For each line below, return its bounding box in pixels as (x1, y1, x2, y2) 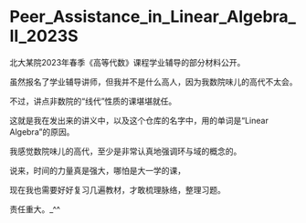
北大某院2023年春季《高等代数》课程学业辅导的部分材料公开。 (9, 56, 246, 67)
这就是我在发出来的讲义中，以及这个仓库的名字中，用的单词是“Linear (9, 115, 269, 126)
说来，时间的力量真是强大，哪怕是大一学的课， (9, 165, 185, 176)
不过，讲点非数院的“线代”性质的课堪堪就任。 (9, 96, 177, 106)
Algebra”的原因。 (9, 126, 75, 137)
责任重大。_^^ (9, 203, 61, 215)
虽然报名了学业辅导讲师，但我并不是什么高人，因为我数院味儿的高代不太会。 (9, 76, 298, 87)
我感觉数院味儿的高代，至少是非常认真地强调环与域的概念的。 (9, 146, 242, 157)
